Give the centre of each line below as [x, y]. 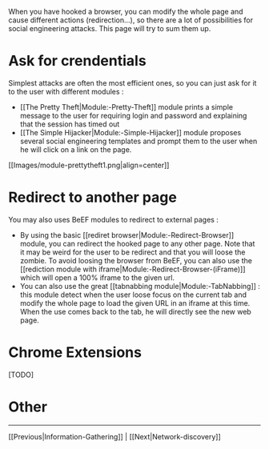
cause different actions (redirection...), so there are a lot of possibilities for [131, 20]
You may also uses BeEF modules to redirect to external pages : [113, 219]
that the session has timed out [70, 124]
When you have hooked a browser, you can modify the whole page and [126, 12]
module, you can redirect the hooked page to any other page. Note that [137, 243]
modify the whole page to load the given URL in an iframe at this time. [135, 303]
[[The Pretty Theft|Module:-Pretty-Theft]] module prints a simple [126, 106]
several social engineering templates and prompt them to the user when [139, 141]
